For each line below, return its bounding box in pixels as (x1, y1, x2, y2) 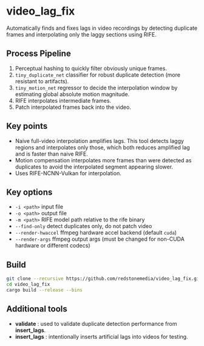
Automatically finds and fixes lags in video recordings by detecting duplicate (6, 24, 198, 32)
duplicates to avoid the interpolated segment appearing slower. (15, 163, 174, 170)
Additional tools (6, 304, 68, 314)
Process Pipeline (6, 49, 71, 59)
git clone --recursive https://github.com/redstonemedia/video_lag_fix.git (6, 275, 202, 282)
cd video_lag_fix (6, 282, 50, 288)
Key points (6, 121, 48, 131)
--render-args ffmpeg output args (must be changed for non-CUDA (15, 235, 185, 243)
